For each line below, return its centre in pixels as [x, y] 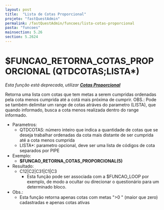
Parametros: [24, 125]
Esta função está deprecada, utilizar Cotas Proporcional [63, 85]
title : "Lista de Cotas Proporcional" [46, 14]
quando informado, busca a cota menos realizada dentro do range [72, 110]
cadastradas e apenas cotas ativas [55, 202]
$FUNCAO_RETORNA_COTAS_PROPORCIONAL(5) [71, 161]
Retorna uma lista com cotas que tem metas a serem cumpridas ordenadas [81, 94]
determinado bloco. [47, 187]
